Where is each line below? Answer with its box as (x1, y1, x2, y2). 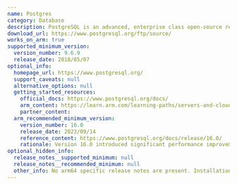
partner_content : (20, 108, 71, 115)
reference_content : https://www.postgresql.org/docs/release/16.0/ (20, 134, 222, 141)
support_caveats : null (13, 75, 80, 83)
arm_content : (20, 102, 59, 109)
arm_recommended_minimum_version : (13, 115, 115, 122)
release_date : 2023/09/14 (20, 128, 97, 135)
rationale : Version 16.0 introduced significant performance (20, 141, 203, 148)
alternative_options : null (13, 82, 93, 89)
